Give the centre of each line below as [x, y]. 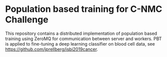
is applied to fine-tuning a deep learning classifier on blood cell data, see [80, 44]
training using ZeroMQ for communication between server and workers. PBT [83, 39]
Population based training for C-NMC [84, 9]
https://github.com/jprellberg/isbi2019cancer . [52, 49]
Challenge [27, 20]
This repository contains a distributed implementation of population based [81, 33]
